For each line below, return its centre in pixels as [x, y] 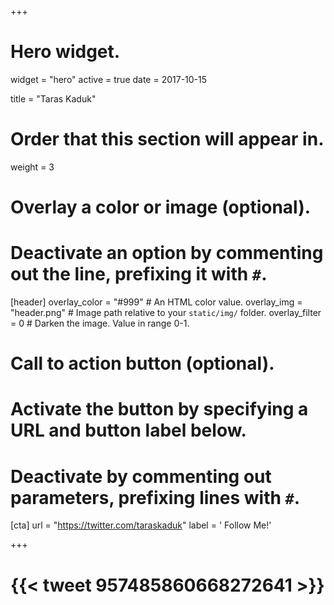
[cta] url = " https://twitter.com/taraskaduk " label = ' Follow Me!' [141, 525]
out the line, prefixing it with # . [139, 274]
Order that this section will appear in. [167, 139]
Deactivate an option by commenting [167, 253]
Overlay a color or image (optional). [161, 207]
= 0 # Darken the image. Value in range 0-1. [100, 323]
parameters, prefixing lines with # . [155, 497]
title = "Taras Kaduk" [53, 98]
